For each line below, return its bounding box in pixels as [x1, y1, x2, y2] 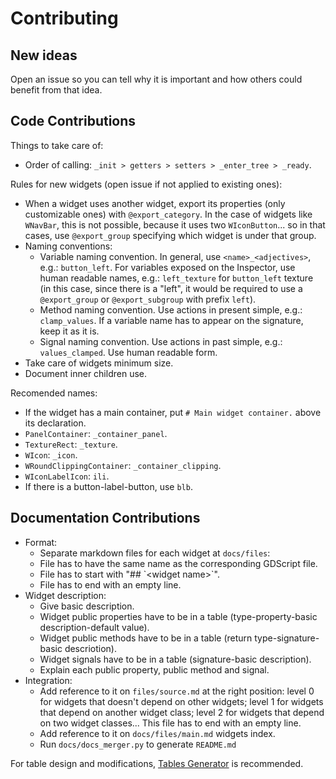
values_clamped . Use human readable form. [39, 346, 218, 358]
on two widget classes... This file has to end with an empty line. [39, 717, 302, 729]
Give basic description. [39, 600, 135, 612]
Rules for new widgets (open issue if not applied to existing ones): [10, 178, 283, 190]
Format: [24, 536, 58, 548]
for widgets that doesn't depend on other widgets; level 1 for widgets [39, 695, 324, 707]
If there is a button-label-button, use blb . [24, 480, 193, 492]
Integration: [24, 674, 73, 686]
